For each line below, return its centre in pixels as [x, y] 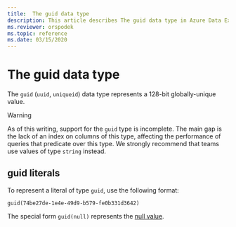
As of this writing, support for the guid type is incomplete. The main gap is [115, 129]
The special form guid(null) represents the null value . [86, 216]
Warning [19, 115]
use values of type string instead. [57, 151]
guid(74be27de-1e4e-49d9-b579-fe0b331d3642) [73, 203]
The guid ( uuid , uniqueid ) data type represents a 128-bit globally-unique [112, 94]
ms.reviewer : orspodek [40, 27]
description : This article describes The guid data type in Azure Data [114, 20]
